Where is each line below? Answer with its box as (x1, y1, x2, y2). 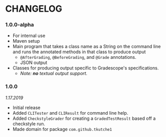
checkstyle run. (12, 120, 46, 127)
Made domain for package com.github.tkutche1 (12, 126, 112, 132)
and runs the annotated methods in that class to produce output (12, 49, 146, 55)
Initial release (12, 105, 40, 111)
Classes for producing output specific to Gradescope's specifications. (12, 65, 159, 71)
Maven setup (12, 38, 40, 44)
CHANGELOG (5, 3, 62, 15)
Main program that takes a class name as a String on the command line (12, 44, 161, 50)
